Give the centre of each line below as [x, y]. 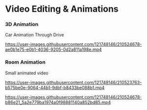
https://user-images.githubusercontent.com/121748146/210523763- [73, 82]
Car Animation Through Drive [35, 35]
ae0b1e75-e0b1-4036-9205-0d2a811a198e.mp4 [53, 49]
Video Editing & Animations [62, 9]
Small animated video [27, 73]
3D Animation [22, 24]
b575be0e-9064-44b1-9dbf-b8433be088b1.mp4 [55, 88]
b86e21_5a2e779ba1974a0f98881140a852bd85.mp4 [58, 102]
